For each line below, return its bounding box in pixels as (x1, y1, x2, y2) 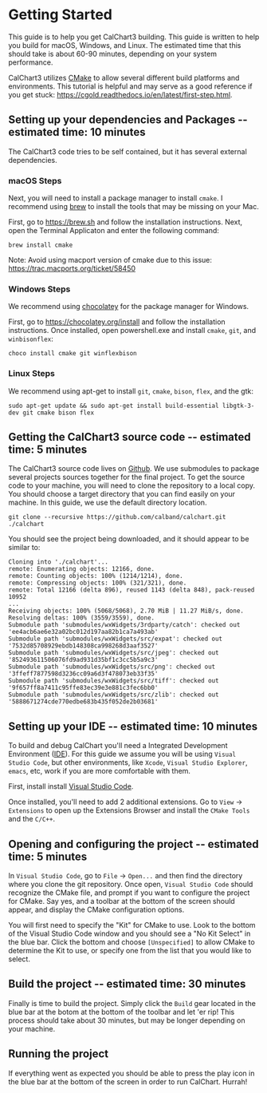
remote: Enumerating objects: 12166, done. (8, 565, 155, 573)
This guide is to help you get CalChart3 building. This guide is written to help (8, 32, 260, 42)
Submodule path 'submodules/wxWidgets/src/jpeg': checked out (8, 649, 219, 657)
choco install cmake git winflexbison (8, 350, 137, 358)
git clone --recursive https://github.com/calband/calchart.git (8, 513, 226, 521)
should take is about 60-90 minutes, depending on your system (8, 49, 218, 58)
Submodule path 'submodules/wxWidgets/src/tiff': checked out (8, 677, 219, 685)
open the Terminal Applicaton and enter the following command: (8, 226, 219, 236)
